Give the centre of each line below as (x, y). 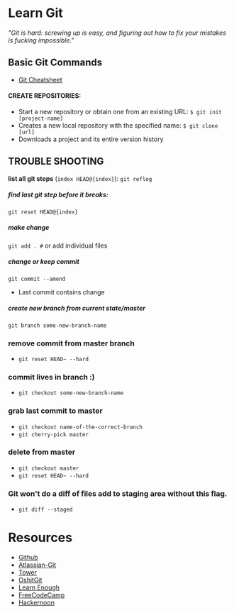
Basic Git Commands (55, 63)
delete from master (42, 452)
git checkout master (49, 468)
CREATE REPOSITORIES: (45, 96)
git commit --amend (37, 279)
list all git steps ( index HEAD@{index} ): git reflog (80, 178)
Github (28, 558)
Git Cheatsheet (40, 79)
